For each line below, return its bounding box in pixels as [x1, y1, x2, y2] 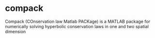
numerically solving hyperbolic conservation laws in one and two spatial [5, 23, 149, 29]
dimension [5, 28, 26, 34]
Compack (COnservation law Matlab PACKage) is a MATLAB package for [5, 19, 150, 24]
